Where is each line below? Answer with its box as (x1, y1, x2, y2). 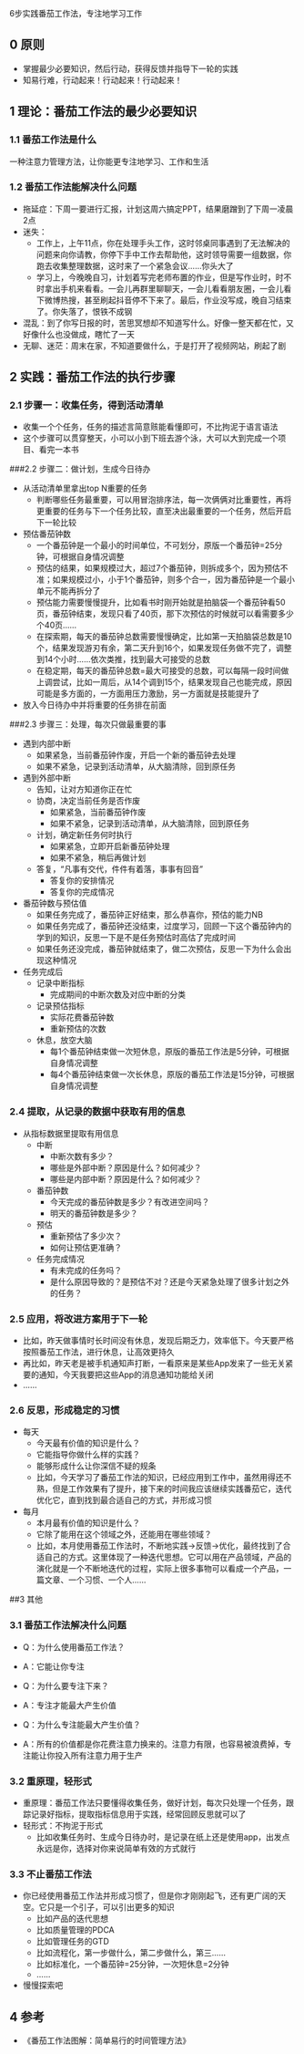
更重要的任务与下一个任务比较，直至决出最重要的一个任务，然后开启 (35, 505, 292, 517)
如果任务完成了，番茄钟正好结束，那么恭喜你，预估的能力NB (35, 909, 264, 920)
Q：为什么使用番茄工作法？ (22, 1641, 126, 1653)
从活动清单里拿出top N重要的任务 (22, 482, 147, 494)
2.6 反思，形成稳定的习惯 (9, 1404, 120, 1416)
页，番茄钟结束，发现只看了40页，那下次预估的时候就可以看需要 (35, 608, 279, 619)
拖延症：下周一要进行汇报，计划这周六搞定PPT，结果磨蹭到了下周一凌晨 (22, 203, 294, 214)
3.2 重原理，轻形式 (9, 1775, 93, 1788)
